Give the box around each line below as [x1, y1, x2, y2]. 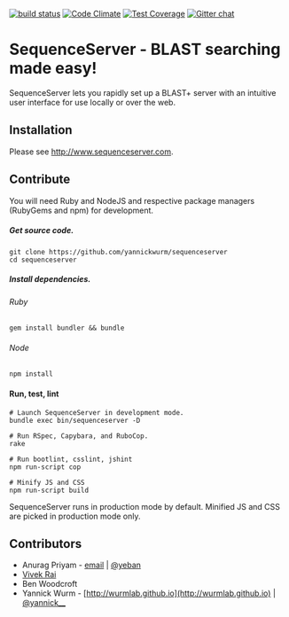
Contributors [9, 536, 82, 551]
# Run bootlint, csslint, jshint [9, 455, 133, 464]
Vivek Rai [21, 569, 57, 580]
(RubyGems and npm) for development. [9, 205, 153, 215]
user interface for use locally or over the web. [9, 97, 176, 107]
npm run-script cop [9, 462, 82, 472]
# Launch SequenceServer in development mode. [9, 408, 184, 417]
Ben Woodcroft [21, 579, 78, 590]
